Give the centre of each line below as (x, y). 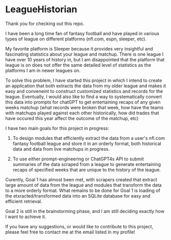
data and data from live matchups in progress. (61, 149)
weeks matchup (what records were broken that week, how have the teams (84, 107)
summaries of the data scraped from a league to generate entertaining (87, 164)
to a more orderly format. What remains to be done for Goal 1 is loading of (83, 190)
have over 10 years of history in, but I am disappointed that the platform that (85, 59)
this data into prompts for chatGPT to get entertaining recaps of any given (83, 102)
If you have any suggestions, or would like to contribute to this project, (79, 226)
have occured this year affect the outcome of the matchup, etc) (72, 118)
